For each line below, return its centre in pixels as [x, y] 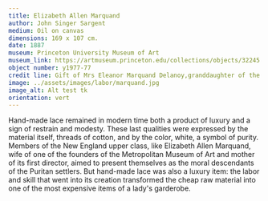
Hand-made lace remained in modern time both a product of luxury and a [130, 120]
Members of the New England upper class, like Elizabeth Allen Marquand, [130, 146]
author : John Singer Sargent [57, 23]
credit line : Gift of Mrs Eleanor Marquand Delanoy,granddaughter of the [134, 75]
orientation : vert [39, 98]
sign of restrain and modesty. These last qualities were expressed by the [128, 129]
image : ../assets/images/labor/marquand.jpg [84, 82]
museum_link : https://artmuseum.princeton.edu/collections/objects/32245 [134, 61]
